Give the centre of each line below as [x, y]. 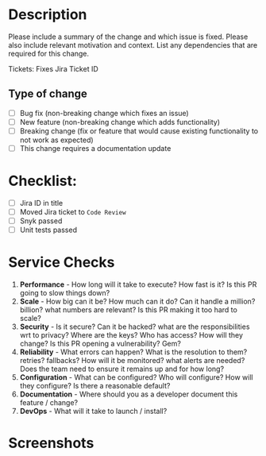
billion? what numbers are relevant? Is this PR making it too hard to [129, 310]
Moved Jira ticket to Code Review [73, 212]
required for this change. [49, 53]
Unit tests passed [48, 230]
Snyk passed [41, 221]
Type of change [48, 94]
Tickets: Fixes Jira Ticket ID [54, 68]
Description [48, 15]
